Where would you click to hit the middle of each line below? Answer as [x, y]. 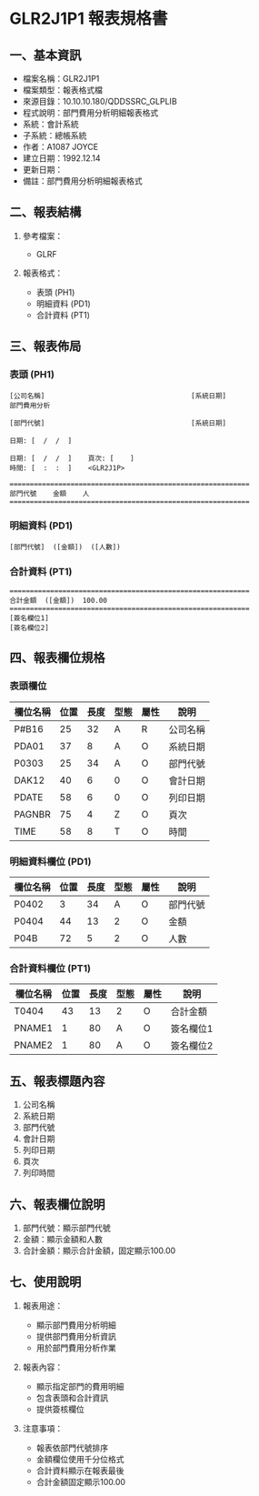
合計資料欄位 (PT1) [50, 968]
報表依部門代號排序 [72, 1448]
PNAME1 [33, 1029]
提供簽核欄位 [60, 1409]
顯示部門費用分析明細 [76, 1325]
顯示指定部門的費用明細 [80, 1386]
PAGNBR [33, 814]
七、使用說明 [45, 1282]
